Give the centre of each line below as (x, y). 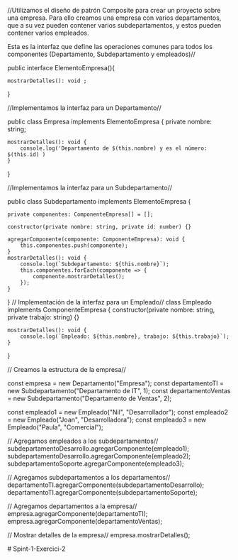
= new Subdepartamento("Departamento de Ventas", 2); (90, 398)
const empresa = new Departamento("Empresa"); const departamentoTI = (116, 383)
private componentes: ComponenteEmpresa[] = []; (80, 214)
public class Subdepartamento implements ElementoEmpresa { (99, 201)
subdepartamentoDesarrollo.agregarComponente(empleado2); (99, 456)
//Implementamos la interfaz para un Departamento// (84, 108)
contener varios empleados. (49, 33)
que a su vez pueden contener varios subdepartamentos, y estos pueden (114, 25)
